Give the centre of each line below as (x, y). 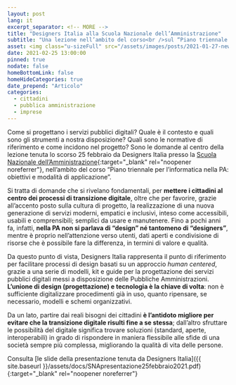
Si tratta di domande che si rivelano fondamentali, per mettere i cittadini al (115, 190)
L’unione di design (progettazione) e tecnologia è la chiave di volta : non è (116, 286)
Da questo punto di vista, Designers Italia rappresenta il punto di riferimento (117, 256)
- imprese (28, 112)
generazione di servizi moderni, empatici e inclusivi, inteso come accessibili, (118, 213)
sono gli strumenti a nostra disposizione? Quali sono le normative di (105, 139)
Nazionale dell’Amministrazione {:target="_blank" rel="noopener (99, 162)
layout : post (26, 14)
